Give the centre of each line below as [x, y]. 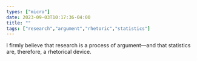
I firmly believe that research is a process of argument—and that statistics [98, 45]
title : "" [19, 23]
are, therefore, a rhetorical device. [49, 52]
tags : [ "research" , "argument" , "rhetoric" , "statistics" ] [78, 28]
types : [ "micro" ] [28, 12]
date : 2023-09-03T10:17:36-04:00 [48, 17]
